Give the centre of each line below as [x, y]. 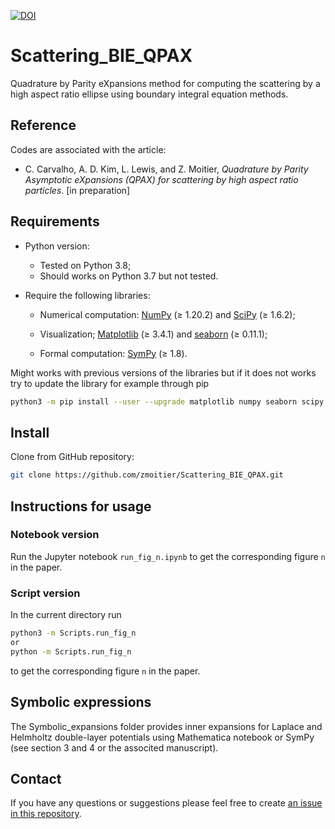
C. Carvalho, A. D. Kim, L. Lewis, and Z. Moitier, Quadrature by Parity [166, 169]
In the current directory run [66, 615]
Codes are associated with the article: [88, 149]
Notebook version [55, 535]
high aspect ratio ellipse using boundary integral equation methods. [149, 94]
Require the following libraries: [87, 295]
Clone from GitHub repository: [72, 457]
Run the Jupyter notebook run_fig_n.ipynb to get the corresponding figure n [168, 556]
